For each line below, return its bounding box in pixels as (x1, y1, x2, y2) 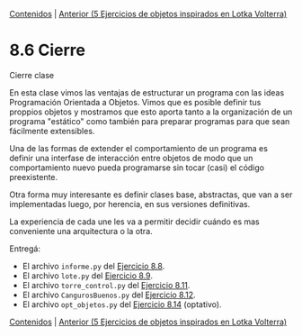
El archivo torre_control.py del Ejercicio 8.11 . (22, 279, 191, 290)
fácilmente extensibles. (9, 125, 95, 136)
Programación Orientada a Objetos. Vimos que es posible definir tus (9, 96, 262, 107)
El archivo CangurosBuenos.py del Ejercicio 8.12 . (22, 289, 196, 300)
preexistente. (9, 171, 58, 182)
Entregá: (9, 243, 40, 254)
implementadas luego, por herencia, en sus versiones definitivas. (9, 198, 251, 209)
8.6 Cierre (9, 41, 85, 60)
